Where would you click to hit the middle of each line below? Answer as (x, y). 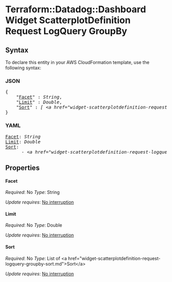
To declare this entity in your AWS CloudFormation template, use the (77, 62)
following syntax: (23, 68)
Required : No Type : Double (34, 225)
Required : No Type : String (33, 192)
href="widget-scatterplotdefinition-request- (114, 258)
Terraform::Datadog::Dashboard (76, 9)
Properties (23, 168)
